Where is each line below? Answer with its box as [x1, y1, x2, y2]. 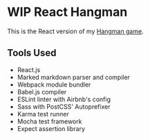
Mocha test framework [17, 117, 82, 125]
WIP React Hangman [7, 4, 128, 20]
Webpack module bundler [17, 80, 91, 89]
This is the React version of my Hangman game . [7, 27, 144, 35]
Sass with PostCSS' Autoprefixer [17, 102, 111, 111]
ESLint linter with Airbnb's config [17, 95, 111, 103]
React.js [17, 65, 41, 73]
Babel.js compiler [17, 87, 67, 96]
